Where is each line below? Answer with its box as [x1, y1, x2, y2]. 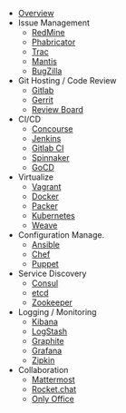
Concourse [31, 123, 73, 134]
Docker [31, 191, 59, 202]
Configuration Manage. [17, 230, 105, 240]
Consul [31, 278, 59, 289]
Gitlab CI [31, 143, 64, 153]
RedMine [31, 27, 65, 37]
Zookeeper [31, 297, 73, 308]
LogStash [31, 326, 68, 337]
